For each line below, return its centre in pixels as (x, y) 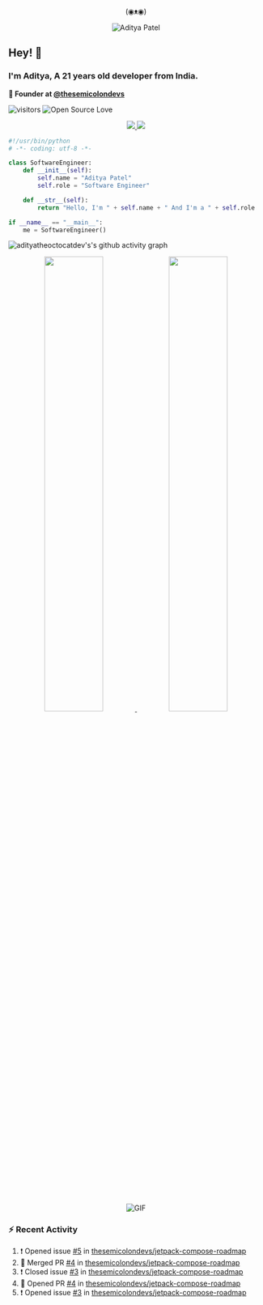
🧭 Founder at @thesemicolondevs (67, 94)
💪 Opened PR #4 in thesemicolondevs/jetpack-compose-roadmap (130, 1283)
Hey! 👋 (25, 53)
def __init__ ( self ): (57, 171)
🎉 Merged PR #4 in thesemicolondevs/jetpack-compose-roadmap (130, 1262)
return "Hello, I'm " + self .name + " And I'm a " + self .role (146, 208)
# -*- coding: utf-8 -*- (50, 148)
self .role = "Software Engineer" (94, 186)
